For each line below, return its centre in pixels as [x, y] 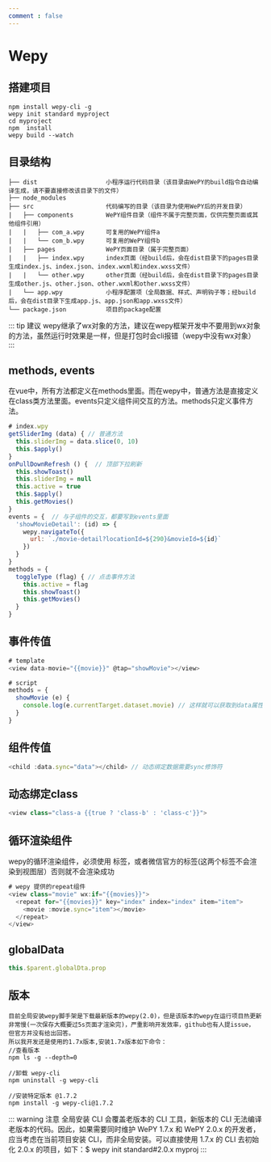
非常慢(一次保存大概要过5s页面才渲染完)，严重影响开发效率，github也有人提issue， [131, 1025]
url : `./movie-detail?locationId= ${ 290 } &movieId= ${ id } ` [125, 539]
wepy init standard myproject [59, 114]
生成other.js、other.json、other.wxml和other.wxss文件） [101, 284]
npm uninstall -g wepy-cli [54, 1080]
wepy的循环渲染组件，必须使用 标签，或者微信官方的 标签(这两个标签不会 [129, 861]
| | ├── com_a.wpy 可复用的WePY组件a [84, 232]
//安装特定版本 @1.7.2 [43, 1096]
